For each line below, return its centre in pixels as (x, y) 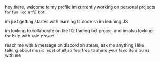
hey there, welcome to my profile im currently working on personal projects (80, 7)
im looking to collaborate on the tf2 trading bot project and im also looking (79, 31)
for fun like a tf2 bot (25, 12)
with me (13, 55)
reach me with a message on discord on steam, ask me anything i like (74, 45)
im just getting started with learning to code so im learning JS (66, 21)
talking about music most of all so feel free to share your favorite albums (77, 50)
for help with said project (30, 36)
